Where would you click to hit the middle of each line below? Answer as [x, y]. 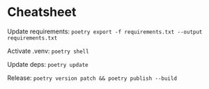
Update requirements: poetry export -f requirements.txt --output [105, 31]
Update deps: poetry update [48, 64]
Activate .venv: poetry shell [48, 51]
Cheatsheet [42, 12]
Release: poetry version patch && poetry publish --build [92, 78]
